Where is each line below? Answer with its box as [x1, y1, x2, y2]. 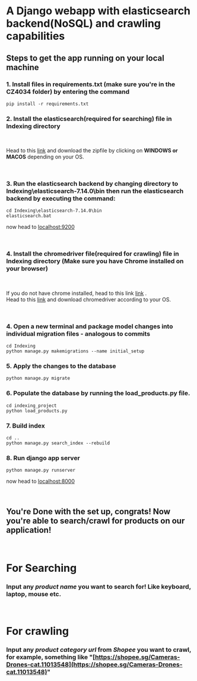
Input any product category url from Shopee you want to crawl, [6, 645, 192, 654]
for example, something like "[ [6, 653, 96, 661]
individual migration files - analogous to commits [6, 329, 150, 338]
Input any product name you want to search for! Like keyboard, [6, 583, 191, 591]
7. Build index [6, 421, 46, 429]
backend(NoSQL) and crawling [6, 17, 161, 30]
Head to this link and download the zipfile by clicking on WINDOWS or [6, 147, 178, 154]
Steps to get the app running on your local [6, 53, 164, 63]
